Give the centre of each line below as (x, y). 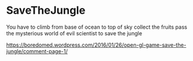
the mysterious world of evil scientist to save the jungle (74, 33)
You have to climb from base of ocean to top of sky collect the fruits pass (97, 27)
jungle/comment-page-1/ (37, 51)
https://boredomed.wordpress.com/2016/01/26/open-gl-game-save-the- (96, 45)
